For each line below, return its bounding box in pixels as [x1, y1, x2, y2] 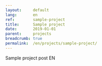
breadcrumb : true [5, 36, 43, 41]
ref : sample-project [5, 17, 66, 22]
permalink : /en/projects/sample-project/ [5, 41, 97, 46]
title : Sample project [5, 21, 66, 27]
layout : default [5, 7, 50, 13]
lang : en [5, 12, 38, 17]
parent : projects [5, 31, 52, 36]
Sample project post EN [5, 55, 55, 61]
